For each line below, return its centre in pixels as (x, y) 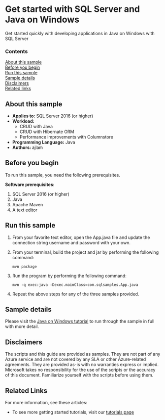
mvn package (24, 266)
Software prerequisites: (30, 185)
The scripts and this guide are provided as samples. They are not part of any (83, 354)
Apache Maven (28, 204)
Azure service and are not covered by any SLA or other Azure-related (76, 359)
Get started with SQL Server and (73, 9)
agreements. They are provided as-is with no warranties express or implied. (82, 365)
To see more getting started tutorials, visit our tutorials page (73, 412)
